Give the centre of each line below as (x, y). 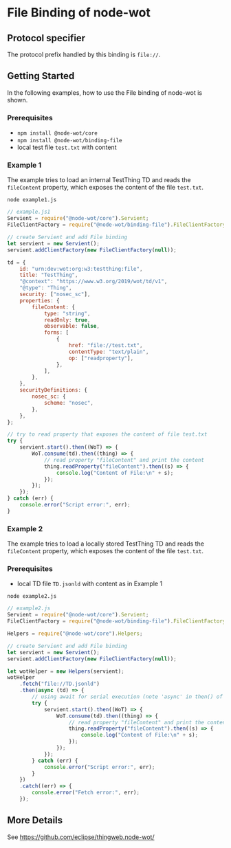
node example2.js (32, 596)
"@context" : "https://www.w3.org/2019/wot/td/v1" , (93, 282)
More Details (35, 820)
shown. (18, 100)
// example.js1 (29, 212)
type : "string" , (67, 313)
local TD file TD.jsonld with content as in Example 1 (90, 584)
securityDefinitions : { (54, 390)
